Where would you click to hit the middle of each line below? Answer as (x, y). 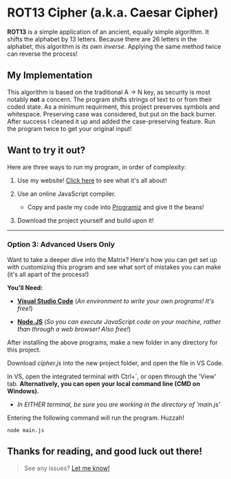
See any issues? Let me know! (67, 468)
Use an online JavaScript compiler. (66, 194)
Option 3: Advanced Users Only (61, 245)
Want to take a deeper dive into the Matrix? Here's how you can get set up (112, 259)
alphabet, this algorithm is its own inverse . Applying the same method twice (114, 46)
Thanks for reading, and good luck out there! (105, 452)
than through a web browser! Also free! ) (74, 329)
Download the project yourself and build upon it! (85, 220)
